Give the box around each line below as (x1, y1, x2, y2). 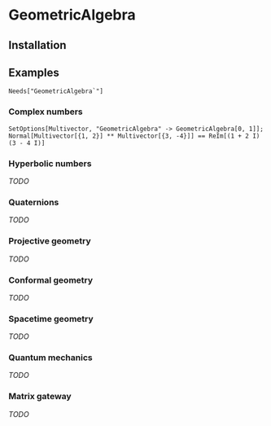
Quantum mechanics (8, 352, 93, 363)
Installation (8, 38, 67, 52)
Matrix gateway (8, 391, 72, 402)
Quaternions (8, 196, 59, 208)
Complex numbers (8, 106, 83, 117)
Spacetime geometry (8, 313, 94, 324)
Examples (8, 65, 59, 79)
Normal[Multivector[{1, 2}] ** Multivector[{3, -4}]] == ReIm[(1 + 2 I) (8, 132, 260, 140)
